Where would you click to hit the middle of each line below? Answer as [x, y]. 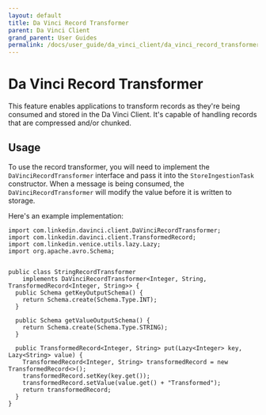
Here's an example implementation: [66, 215]
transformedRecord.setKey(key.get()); [86, 376]
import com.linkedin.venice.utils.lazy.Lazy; [84, 244]
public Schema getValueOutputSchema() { [83, 320]
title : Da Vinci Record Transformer [68, 23]
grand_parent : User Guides [53, 38]
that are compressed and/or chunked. [70, 123]
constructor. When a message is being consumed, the [96, 184]
